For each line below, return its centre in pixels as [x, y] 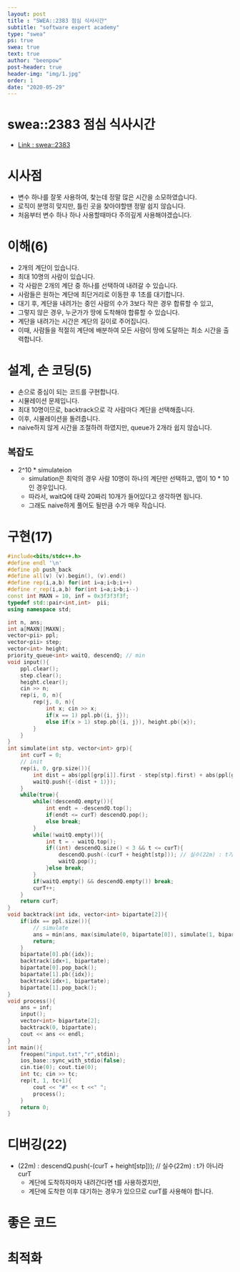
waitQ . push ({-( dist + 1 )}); [75, 782]
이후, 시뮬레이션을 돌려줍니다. [59, 418]
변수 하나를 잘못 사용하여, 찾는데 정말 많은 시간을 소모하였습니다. [107, 197]
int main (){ [25, 1048]
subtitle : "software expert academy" [64, 27]
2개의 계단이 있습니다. [49, 268]
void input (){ [29, 662]
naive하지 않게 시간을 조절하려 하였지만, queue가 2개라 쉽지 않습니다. [115, 427]
